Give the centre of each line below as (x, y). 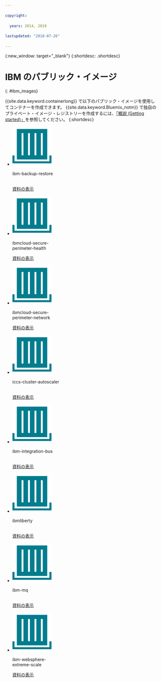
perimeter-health (29, 248)
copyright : (16, 15)
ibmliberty (22, 521)
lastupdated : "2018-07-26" (32, 36)
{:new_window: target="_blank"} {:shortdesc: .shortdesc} (63, 56)
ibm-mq (20, 590)
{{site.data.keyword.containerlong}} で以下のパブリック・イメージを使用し (80, 101)
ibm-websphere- (29, 659)
